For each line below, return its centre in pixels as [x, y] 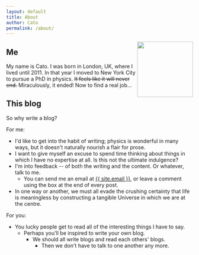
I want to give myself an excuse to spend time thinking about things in [100, 153]
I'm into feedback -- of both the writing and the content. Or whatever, [99, 166]
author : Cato [22, 22]
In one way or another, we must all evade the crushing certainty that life [102, 191]
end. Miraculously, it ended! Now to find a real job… [69, 85]
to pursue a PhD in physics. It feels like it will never [68, 79]
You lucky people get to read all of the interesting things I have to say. [100, 227]
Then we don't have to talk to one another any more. [105, 246]
